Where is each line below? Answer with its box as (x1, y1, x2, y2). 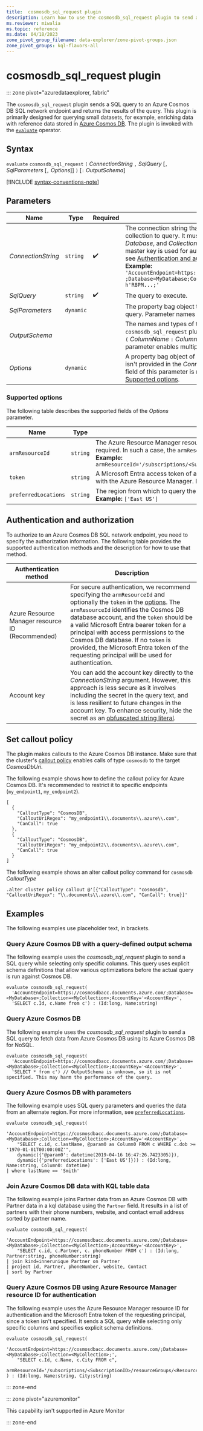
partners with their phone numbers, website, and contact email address (6, 1208, 184, 1216)
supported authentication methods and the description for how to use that (6, 544, 191, 551)
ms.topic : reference (6, 25, 59, 32)
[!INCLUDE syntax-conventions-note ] (6, 178, 100, 186)
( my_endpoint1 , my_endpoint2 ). (6, 788, 80, 795)
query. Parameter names (124, 310, 195, 318)
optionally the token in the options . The (70, 598, 181, 606)
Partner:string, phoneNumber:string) (6, 1253, 101, 1259)
